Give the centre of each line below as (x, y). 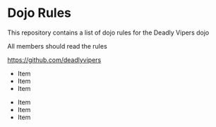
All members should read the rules (57, 46)
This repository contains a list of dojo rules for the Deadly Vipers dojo (108, 32)
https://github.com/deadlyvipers (54, 60)
